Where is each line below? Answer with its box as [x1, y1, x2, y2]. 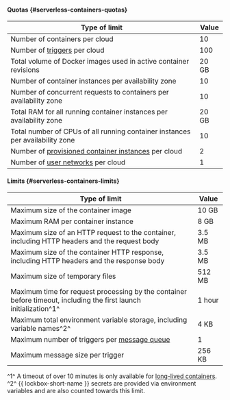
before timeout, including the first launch [10, 295, 142, 305]
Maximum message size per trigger [10, 350, 125, 360]
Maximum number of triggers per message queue [10, 335, 170, 345]
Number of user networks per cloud [10, 158, 126, 167]
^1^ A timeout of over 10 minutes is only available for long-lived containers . [7, 372, 218, 380]
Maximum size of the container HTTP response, [10, 247, 164, 257]
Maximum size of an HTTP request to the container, [10, 228, 177, 238]
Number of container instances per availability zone [10, 76, 177, 86]
